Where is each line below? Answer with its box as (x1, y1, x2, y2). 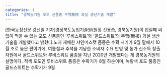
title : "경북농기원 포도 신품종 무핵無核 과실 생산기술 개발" (5, 12, 116, 17)
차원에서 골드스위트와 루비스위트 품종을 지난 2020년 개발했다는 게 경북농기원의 (5, 51, 160, 58)
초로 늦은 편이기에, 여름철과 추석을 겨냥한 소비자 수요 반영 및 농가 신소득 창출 (10, 45, 161, 51)
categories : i (5, 7, 35, 13)
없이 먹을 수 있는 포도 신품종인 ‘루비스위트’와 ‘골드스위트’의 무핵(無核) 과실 (5, 33, 151, 39)
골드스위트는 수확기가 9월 (5, 64, 55, 70)
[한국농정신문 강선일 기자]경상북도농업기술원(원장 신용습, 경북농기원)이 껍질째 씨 (5, 26, 162, 33)
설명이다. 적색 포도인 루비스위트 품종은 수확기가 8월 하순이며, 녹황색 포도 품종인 (5, 58, 161, 64)
